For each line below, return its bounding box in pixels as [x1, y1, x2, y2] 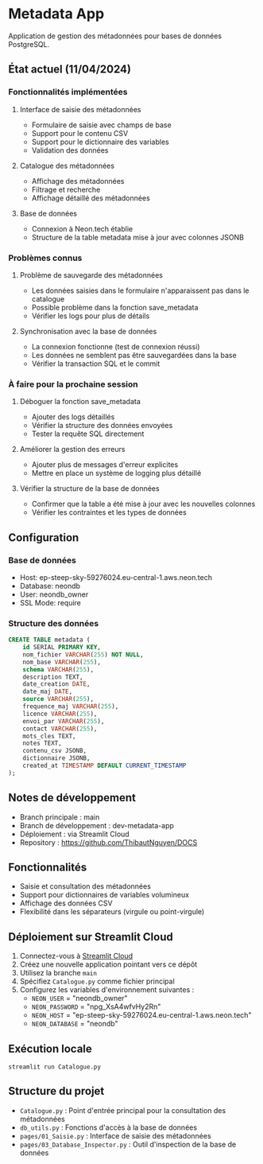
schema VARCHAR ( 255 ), [22, 665, 94, 673]
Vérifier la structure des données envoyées [31, 421, 173, 430]
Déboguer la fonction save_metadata [19, 397, 141, 407]
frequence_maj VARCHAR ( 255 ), [22, 703, 119, 710]
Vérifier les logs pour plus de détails [31, 311, 150, 321]
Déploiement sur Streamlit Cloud [8, 930, 173, 944]
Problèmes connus [8, 252, 83, 263]
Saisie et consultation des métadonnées [19, 882, 151, 891]
